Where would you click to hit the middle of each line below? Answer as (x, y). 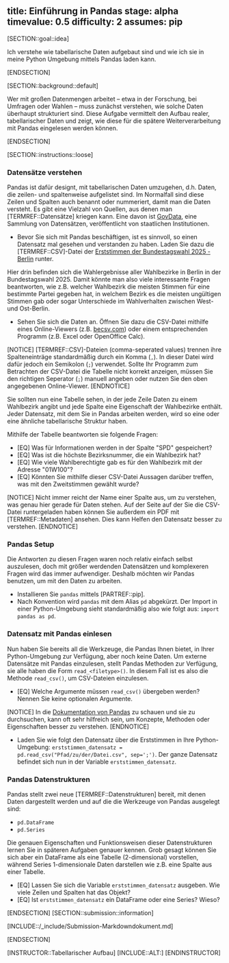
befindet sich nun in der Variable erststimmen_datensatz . (96, 761)
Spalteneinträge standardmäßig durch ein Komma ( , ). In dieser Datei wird (110, 357)
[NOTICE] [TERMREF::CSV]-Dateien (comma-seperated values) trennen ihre (114, 350)
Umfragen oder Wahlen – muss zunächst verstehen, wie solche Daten (105, 106)
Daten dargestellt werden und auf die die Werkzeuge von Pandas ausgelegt (113, 802)
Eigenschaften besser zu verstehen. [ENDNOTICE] (78, 727)
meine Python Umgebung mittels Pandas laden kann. (82, 59)
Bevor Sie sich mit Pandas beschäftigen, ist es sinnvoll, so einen (107, 237)
